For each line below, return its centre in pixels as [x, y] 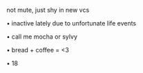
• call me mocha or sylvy [42, 36]
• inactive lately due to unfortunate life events [71, 23]
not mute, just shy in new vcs [48, 10]
